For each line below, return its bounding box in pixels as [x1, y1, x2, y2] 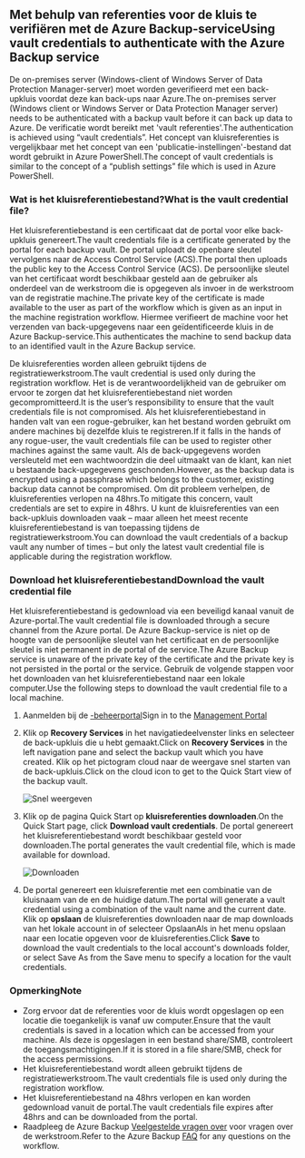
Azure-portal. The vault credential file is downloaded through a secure [9, 615, 271, 626]
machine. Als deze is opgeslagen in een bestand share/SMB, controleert [22, 1034, 293, 1045]
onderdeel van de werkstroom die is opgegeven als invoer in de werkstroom [9, 283, 294, 294]
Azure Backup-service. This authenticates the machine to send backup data [9, 331, 292, 342]
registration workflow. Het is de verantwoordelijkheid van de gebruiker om [9, 378, 287, 388]
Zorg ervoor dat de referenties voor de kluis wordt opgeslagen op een [22, 1005, 284, 1016]
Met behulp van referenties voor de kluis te [9, 7, 257, 23]
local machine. [9, 692, 64, 703]
